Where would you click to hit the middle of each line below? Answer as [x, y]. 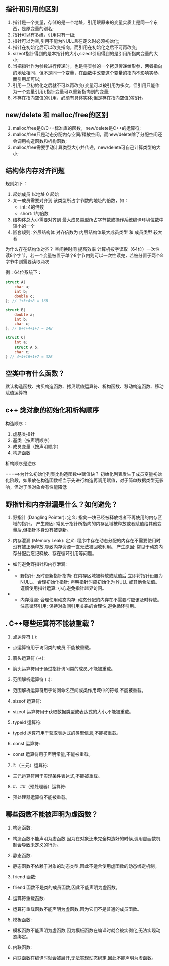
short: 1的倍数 [34, 214]
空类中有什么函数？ [35, 373]
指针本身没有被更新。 [49, 530]
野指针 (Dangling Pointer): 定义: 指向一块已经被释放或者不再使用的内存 [85, 517]
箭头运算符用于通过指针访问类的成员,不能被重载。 [64, 668]
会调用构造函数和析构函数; [40, 141]
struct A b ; [27, 347]
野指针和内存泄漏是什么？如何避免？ [61, 504]
